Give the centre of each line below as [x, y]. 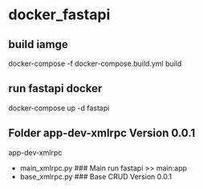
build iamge [38, 44]
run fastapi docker [55, 88]
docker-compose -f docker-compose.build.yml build [95, 63]
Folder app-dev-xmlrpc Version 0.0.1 [102, 133]
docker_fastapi [59, 15]
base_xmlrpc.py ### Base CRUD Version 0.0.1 [96, 176]
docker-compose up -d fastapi [59, 108]
